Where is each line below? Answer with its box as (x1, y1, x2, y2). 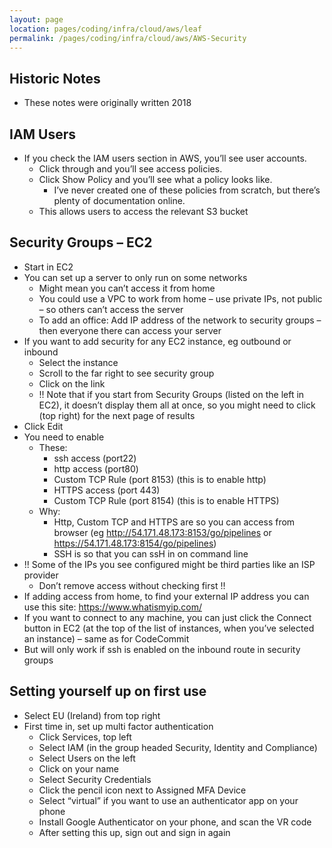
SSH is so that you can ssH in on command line (53, 547, 249, 560)
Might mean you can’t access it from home (38, 282, 216, 294)
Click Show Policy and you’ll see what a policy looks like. (38, 174, 273, 185)
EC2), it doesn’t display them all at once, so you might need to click (38, 399, 316, 411)
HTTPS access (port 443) (53, 484, 161, 496)
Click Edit (23, 420, 64, 432)
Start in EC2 (23, 261, 74, 273)
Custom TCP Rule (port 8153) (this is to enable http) (53, 473, 267, 485)
